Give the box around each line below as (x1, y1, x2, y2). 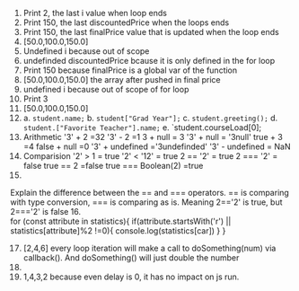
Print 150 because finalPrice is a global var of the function (22, 65, 238, 75)
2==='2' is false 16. (10, 207, 82, 216)
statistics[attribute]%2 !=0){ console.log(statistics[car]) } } (10, 225, 226, 236)
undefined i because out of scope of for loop (22, 84, 189, 94)
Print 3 (22, 93, 48, 104)
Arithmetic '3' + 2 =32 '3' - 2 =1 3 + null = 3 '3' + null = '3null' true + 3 (22, 132, 284, 142)
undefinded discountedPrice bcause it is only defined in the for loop (22, 56, 276, 66)
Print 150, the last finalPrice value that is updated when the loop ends (22, 27, 279, 37)
